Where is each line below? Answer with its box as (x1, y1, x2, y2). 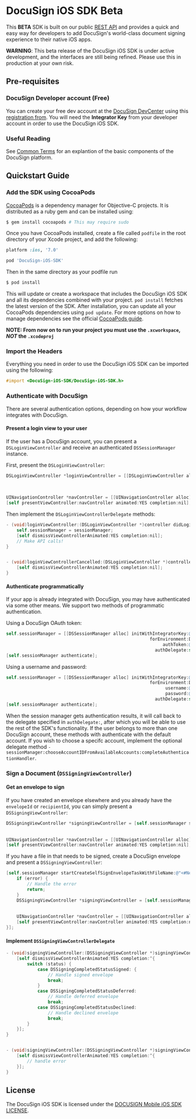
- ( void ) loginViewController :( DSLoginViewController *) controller (6, 522, 171, 528)
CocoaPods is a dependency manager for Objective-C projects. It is (6, 202, 169, 209)
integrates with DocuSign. (6, 411, 68, 419)
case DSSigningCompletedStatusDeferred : (37, 988, 137, 994)
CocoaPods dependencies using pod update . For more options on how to (6, 309, 181, 316)
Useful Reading (6, 134, 51, 143)
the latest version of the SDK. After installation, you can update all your (6, 303, 176, 310)
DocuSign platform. (6, 154, 52, 161)
